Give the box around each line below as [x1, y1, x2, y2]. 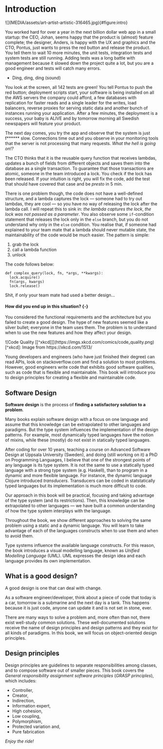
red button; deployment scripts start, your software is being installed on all [5, 89, 154, 95]
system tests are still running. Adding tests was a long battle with [5, 55, 135, 61]
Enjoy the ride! [5, 738, 34, 744]
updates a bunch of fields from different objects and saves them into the [5, 160, 150, 166]
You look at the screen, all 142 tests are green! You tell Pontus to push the [5, 84, 153, 90]
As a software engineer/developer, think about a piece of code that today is [5, 594, 156, 600]
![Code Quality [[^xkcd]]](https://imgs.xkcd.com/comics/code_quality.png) [5, 339, 155, 345]
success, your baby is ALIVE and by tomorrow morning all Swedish [5, 115, 140, 121]
